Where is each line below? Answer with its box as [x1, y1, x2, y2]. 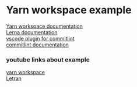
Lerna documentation [6, 28, 58, 35]
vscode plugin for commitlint [6, 35, 75, 42]
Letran [6, 75, 22, 82]
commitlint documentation [6, 41, 69, 48]
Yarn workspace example [6, 3, 132, 17]
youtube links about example [6, 56, 90, 64]
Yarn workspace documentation [6, 23, 83, 30]
